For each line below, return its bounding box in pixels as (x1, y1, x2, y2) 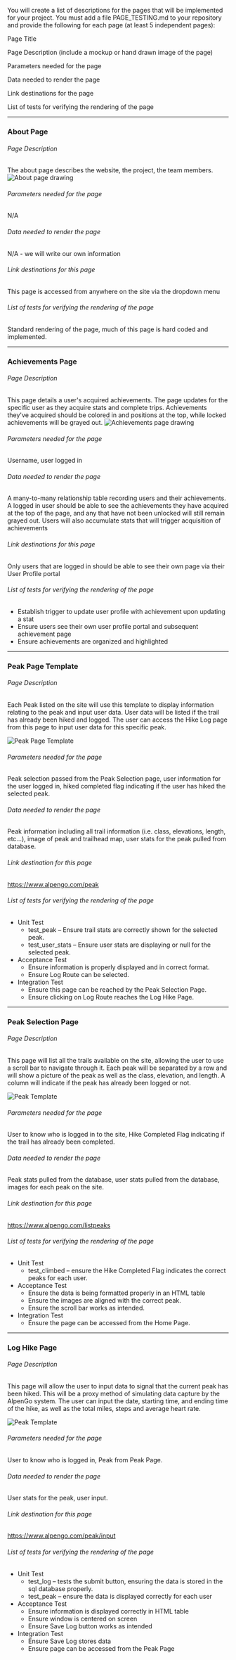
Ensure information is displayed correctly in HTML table (27, 1607, 190, 1615)
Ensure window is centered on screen (27, 1614, 138, 1623)
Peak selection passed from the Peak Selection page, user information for (7, 774, 221, 783)
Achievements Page (7, 357, 77, 366)
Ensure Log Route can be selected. (27, 970, 130, 978)
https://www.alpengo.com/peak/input (7, 1531, 116, 1540)
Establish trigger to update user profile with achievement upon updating (17, 607, 226, 615)
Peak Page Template (7, 661, 79, 671)
